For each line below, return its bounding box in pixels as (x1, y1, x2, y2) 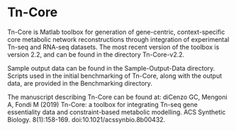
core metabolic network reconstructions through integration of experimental (7, 35, 230, 43)
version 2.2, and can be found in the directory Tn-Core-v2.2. (7, 50, 185, 59)
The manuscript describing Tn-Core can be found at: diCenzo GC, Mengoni (7, 93, 228, 101)
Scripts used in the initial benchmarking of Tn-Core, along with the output (7, 72, 222, 80)
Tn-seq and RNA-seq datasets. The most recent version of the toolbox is (7, 42, 220, 51)
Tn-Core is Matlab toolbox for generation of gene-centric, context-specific (7, 28, 225, 36)
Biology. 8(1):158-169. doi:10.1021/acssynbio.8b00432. (7, 115, 166, 124)
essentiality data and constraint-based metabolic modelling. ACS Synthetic (7, 108, 226, 116)
